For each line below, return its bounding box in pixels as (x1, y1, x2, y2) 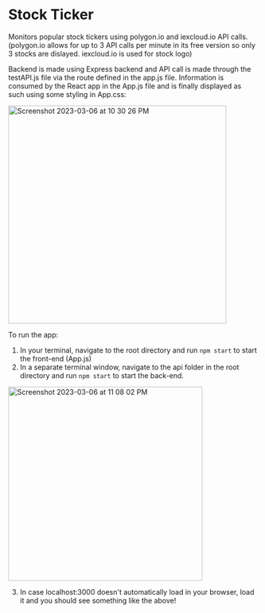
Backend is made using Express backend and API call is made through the (8, 64, 251, 73)
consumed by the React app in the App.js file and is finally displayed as (8, 81, 242, 91)
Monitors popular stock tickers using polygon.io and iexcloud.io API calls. (8, 32, 248, 41)
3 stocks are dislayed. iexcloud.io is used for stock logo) (8, 49, 193, 58)
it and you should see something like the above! (19, 595, 177, 605)
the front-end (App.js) (19, 353, 92, 363)
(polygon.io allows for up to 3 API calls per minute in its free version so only (8, 40, 256, 49)
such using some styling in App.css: (8, 89, 127, 99)
